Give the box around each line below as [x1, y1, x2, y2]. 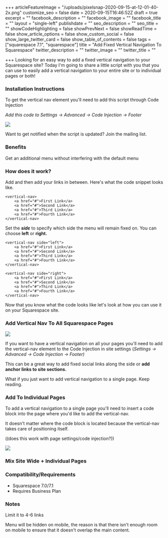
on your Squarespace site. [5, 307, 60, 313]
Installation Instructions [5, 85, 65, 92]
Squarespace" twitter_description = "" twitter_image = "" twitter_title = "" [5, 47, 156, 53]
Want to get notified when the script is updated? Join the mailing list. [5, 131, 147, 137]
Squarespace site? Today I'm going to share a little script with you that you [5, 62, 159, 68]
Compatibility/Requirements [5, 471, 76, 478]
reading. [5, 381, 23, 388]
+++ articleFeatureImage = [5, 5, 61, 10]
